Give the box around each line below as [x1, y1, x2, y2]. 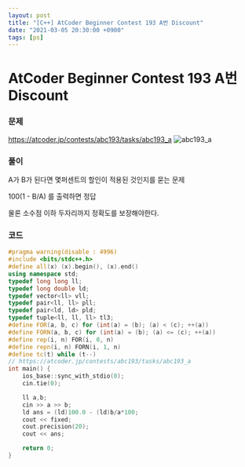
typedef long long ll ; [8, 277, 82, 285]
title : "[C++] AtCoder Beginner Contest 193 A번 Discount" [8, 19, 204, 27]
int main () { [8, 365, 51, 373]
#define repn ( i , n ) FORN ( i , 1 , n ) [8, 343, 122, 351]
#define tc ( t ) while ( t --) [8, 350, 97, 358]
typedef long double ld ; [8, 284, 90, 293]
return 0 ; [22, 444, 55, 452]
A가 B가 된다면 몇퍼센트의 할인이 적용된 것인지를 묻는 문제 [8, 175, 185, 184]
